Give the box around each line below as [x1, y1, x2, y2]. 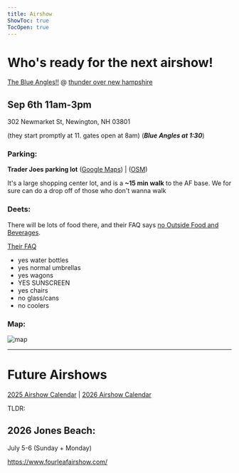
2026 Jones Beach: [7, 425, 96, 437]
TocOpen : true [7, 24, 50, 31]
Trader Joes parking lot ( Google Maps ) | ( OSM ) [7, 165, 148, 174]
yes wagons [17, 271, 53, 279]
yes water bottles [17, 256, 69, 264]
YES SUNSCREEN [17, 279, 70, 287]
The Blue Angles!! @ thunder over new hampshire [7, 78, 153, 86]
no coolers [17, 301, 50, 310]
